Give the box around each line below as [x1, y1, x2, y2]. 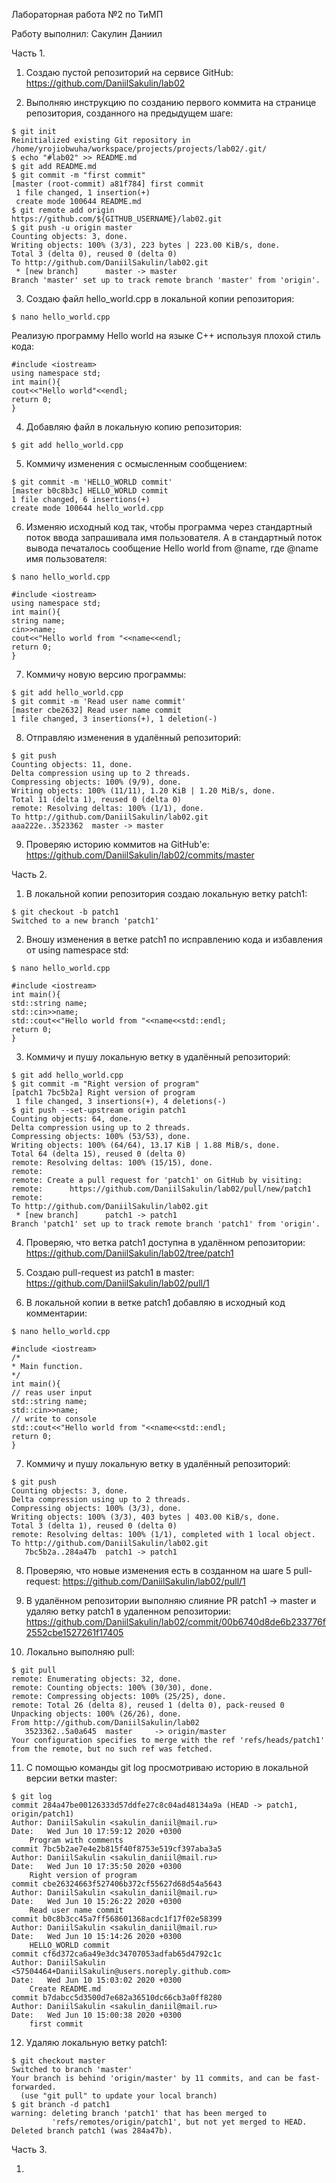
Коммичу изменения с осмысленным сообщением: [25, 458, 248, 469]
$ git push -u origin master [11, 223, 133, 233]
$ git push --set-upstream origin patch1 [11, 1105, 187, 1115]
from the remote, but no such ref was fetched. [11, 1744, 214, 1754]
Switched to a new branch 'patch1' [11, 916, 160, 926]
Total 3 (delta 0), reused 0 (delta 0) [11, 249, 178, 259]
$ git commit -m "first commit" [11, 170, 146, 180]
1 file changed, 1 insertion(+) [15, 188, 151, 198]
